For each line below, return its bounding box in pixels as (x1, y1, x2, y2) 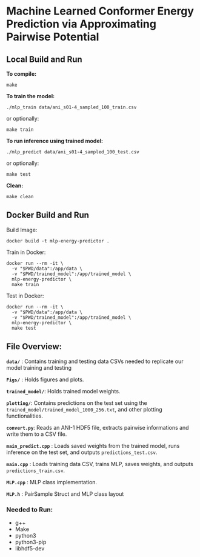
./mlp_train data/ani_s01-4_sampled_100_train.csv (6, 104, 137, 110)
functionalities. (6, 412, 44, 419)
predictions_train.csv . (6, 467, 65, 474)
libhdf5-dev (15, 544, 45, 552)
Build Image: (6, 226, 38, 233)
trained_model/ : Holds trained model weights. (6, 387, 121, 395)
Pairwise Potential (6, 30, 99, 44)
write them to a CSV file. (6, 430, 67, 438)
